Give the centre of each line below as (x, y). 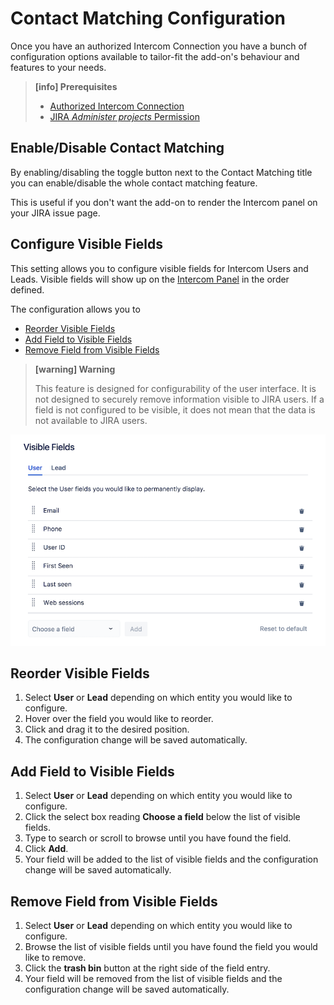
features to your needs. (58, 67)
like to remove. (55, 957)
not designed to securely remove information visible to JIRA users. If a (179, 399)
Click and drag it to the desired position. (107, 729)
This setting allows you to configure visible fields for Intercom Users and (159, 268)
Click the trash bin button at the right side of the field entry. (147, 968)
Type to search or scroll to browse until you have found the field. (158, 838)
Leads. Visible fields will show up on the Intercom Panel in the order (150, 279)
